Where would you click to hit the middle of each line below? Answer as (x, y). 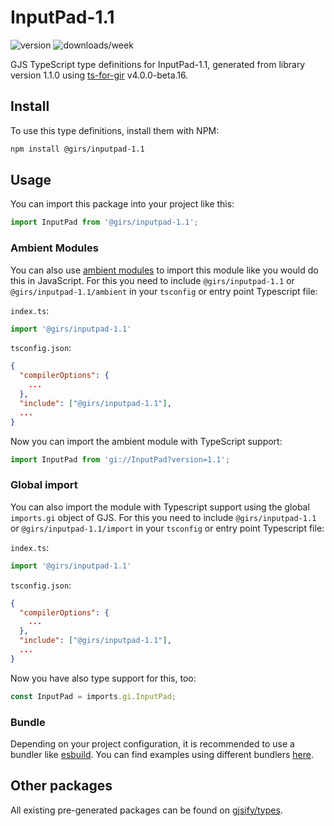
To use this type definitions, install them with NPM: (115, 130)
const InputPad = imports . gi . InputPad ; (93, 696)
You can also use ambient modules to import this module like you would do (164, 270)
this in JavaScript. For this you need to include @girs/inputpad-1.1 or (152, 280)
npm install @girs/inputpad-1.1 (77, 149)
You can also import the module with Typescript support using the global (160, 507)
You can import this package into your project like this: (122, 204)
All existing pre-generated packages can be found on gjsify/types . (146, 810)
